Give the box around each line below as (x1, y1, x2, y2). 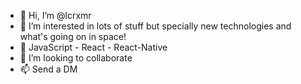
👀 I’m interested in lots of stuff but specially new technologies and (19, 20, 292, 32)
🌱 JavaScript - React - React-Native (19, 41, 168, 53)
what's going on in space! (19, 31, 127, 42)
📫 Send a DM (19, 63, 78, 75)
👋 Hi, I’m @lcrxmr (19, 10, 92, 21)
